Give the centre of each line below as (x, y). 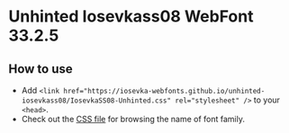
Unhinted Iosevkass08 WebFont (131, 17)
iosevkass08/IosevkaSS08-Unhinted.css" (96, 101)
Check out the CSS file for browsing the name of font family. (133, 119)
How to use (41, 69)
